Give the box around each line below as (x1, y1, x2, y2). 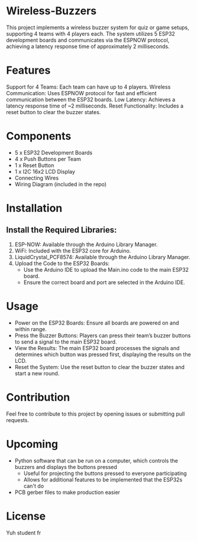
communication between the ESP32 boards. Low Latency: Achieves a (6, 96, 176, 103)
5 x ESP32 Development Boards (14, 149, 93, 156)
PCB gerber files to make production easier (14, 489, 120, 496)
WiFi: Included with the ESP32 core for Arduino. (14, 247, 131, 254)
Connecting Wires (14, 174, 59, 181)
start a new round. (14, 370, 60, 377)
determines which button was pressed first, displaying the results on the (14, 351, 191, 358)
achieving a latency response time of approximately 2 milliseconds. (6, 43, 170, 50)
